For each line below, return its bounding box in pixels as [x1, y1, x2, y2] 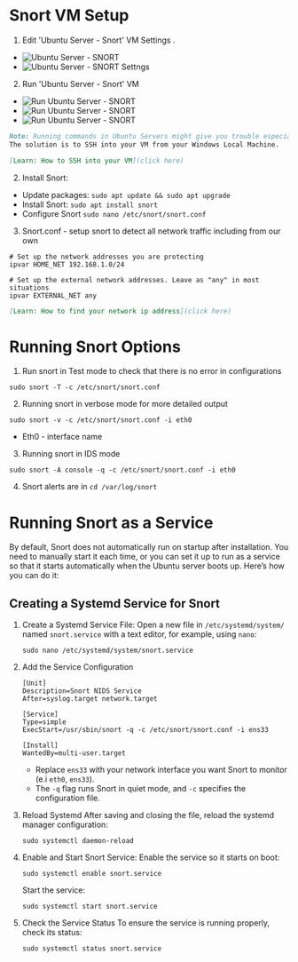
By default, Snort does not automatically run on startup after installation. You [9, 542, 289, 553]
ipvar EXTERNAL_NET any [9, 290, 98, 300]
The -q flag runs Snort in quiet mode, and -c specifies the [35, 783, 247, 794]
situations [9, 283, 50, 292]
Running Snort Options [9, 337, 182, 356]
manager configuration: [21, 819, 108, 831]
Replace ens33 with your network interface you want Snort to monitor [35, 765, 288, 775]
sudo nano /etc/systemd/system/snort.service [21, 646, 193, 656]
